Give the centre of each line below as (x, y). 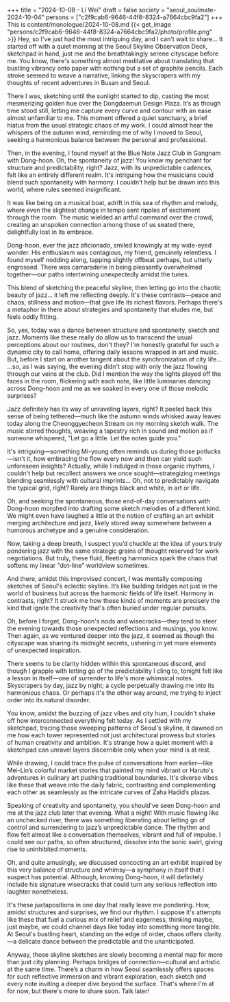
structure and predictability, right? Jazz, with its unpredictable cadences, (110, 168)
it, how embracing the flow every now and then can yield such (114, 458)
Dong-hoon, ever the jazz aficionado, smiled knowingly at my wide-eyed (110, 245)
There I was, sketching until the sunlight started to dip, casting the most (108, 96)
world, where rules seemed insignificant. (64, 189)
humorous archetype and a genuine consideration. (78, 530)
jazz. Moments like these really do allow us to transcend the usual (100, 337)
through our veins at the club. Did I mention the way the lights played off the (114, 374)
